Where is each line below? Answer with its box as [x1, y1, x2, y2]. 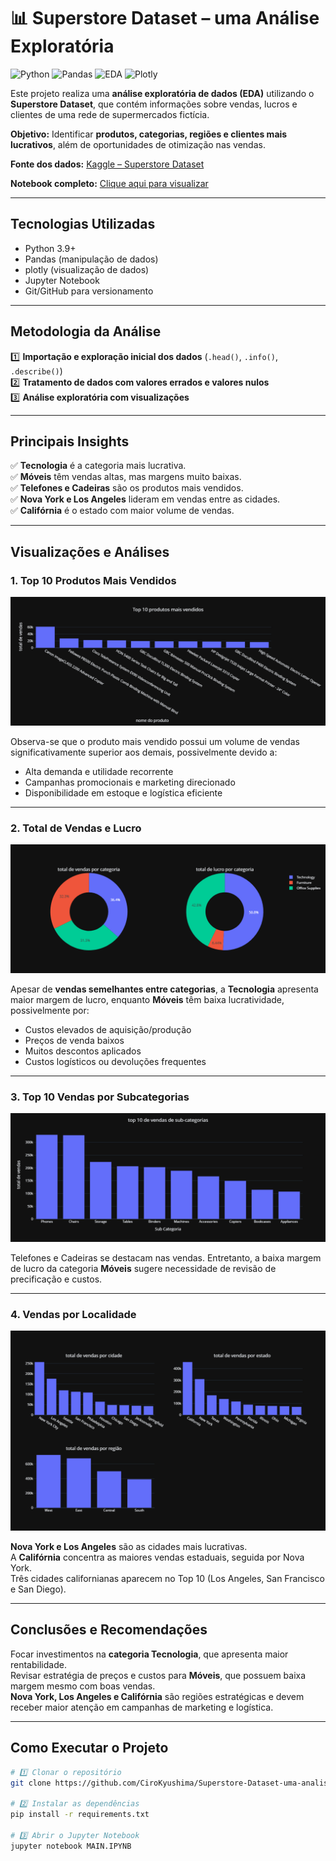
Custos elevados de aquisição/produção [24, 1023, 192, 1035]
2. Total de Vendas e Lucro [10, 821, 142, 835]
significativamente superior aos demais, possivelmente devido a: [10, 746, 278, 758]
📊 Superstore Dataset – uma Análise [10, 7, 320, 30]
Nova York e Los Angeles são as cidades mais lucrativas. [10, 1541, 248, 1553]
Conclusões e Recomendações [10, 1621, 208, 1639]
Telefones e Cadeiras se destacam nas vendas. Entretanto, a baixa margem [10, 1251, 322, 1264]
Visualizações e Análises [10, 543, 170, 560]
